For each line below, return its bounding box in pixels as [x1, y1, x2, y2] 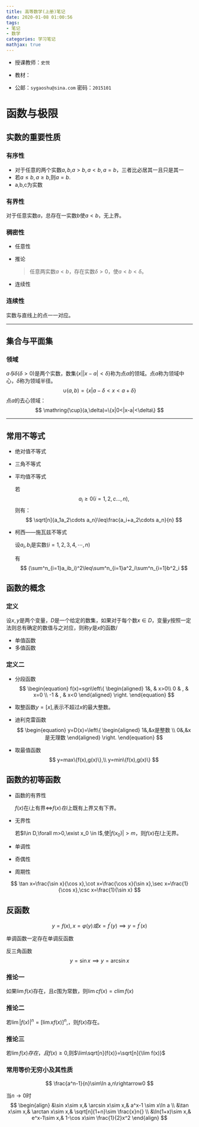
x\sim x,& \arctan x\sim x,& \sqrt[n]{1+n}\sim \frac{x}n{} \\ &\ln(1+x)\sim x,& [8, 1107, 191, 1115]
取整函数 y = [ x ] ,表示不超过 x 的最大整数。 [14, 703, 114, 711]
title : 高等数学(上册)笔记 [6, 8, 66, 15]
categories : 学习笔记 [6, 36, 56, 42]
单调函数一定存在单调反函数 [6, 935, 74, 942]
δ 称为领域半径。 [17, 377, 56, 384]
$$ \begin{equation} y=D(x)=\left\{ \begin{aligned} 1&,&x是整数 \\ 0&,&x [17, 726, 191, 733]
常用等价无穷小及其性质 [6, 1066, 73, 1074]
